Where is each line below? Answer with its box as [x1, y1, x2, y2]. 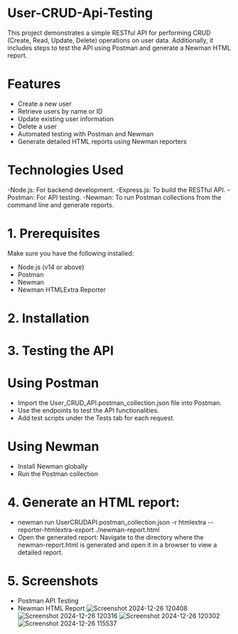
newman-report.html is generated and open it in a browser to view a [17, 540, 217, 549]
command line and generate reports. [7, 200, 114, 209]
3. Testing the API [7, 343, 114, 359]
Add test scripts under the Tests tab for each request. [17, 414, 175, 422]
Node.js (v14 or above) [17, 263, 85, 271]
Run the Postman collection [17, 470, 98, 478]
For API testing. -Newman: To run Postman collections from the [36, 193, 222, 202]
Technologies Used [7, 162, 124, 178]
